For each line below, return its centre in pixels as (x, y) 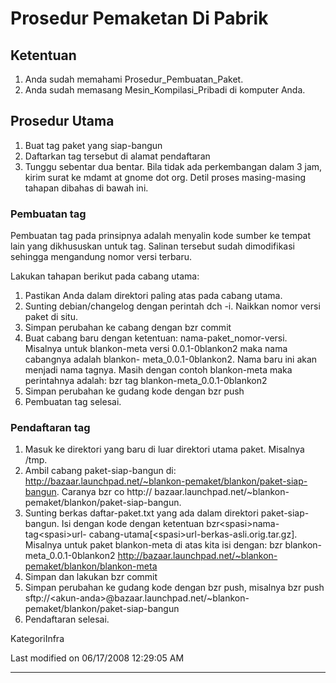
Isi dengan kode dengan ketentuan (133, 524)
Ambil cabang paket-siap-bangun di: (100, 471)
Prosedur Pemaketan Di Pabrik (139, 18)
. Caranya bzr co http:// (104, 492)
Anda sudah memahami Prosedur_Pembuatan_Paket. (134, 79)
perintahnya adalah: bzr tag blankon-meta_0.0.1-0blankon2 (146, 381)
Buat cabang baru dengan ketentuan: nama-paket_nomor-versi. (156, 338)
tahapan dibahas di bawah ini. (86, 188)
